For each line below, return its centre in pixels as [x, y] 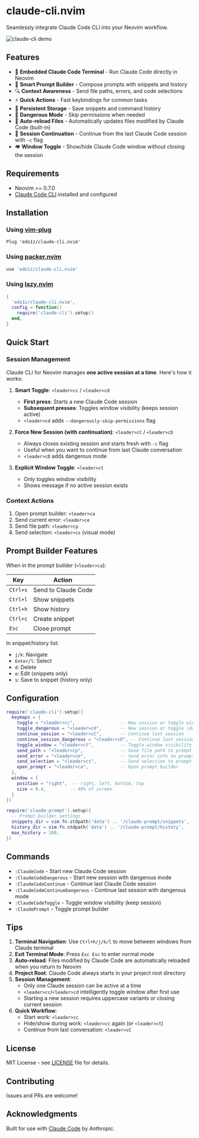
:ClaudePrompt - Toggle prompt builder [62, 909]
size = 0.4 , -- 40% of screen [65, 789]
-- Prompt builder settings [46, 816]
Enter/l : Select [33, 661]
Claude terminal [34, 948]
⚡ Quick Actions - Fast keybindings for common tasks [81, 100]
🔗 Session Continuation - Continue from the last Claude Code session [101, 133]
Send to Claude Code [63, 589]
